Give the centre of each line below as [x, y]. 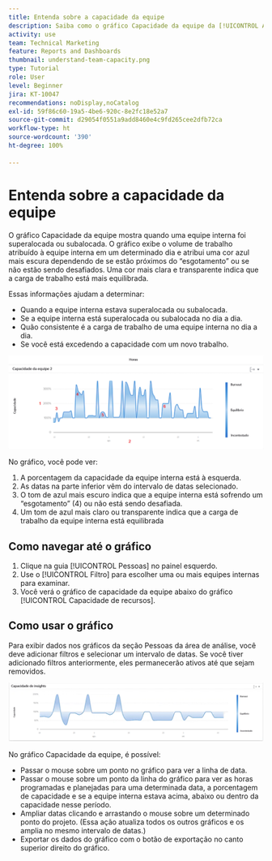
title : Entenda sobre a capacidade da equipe [86, 17]
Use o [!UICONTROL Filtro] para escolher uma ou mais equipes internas [140, 574]
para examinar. [45, 583]
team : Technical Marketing [54, 43]
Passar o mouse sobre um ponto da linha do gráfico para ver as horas [136, 778]
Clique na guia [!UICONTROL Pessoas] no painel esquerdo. [119, 566]
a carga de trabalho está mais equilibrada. [79, 278]
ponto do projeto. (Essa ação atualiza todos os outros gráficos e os [132, 822]
